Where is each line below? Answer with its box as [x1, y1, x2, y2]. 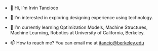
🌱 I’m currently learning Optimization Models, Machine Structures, [10, 24, 148, 30]
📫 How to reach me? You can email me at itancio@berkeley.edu [10, 40, 144, 45]
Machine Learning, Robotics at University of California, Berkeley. [10, 30, 145, 35]
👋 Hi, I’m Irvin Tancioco [10, 5, 59, 11]
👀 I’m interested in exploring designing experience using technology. [10, 15, 153, 20]
